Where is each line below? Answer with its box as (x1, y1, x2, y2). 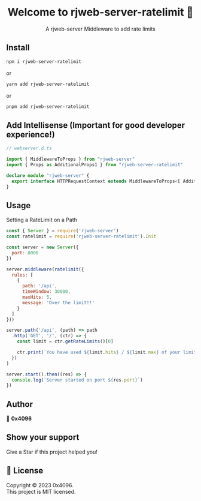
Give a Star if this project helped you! (6, 448, 98, 455)
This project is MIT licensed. (6, 488, 76, 495)
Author (6, 399, 33, 409)
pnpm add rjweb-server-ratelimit (6, 103, 90, 110)
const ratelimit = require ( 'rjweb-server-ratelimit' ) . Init (6, 233, 157, 239)
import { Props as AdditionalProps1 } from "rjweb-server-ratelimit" (6, 161, 184, 167)
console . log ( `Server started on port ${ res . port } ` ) (11, 377, 144, 383)
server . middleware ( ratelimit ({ (6, 266, 84, 272)
